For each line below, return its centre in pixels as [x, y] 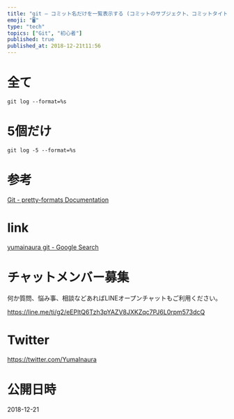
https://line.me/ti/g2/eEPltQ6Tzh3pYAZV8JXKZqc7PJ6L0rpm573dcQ [106, 312]
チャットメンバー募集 [68, 277]
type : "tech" [26, 26]
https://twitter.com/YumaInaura [52, 359]
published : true [31, 40]
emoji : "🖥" [23, 20]
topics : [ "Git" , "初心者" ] [45, 33]
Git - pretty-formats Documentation [58, 200]
